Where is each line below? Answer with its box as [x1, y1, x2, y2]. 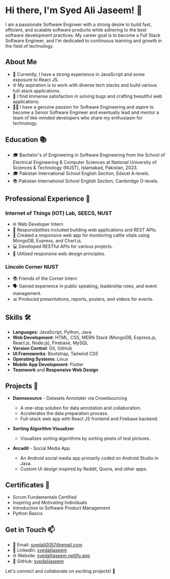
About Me [5, 58, 37, 67]
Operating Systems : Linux [12, 356, 69, 362]
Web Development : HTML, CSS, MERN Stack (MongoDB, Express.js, [12, 335, 157, 341]
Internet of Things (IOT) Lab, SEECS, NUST [5, 209, 113, 216]
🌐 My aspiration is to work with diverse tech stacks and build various [12, 82, 157, 88]
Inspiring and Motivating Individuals [12, 499, 87, 505]
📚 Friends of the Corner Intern [12, 275, 78, 281]
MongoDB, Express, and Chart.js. [12, 238, 82, 244]
